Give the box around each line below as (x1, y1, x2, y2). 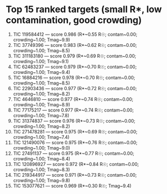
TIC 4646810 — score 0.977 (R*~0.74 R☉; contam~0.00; (13, 96, 134, 102)
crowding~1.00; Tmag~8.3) (13, 167, 70, 173)
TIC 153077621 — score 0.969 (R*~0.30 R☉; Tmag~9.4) (13, 182, 132, 189)
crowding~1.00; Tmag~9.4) (13, 69, 71, 75)
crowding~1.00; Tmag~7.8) (13, 112, 70, 118)
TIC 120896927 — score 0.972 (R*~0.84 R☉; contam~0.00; (13, 161, 139, 167)
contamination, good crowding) (6, 14, 142, 26)
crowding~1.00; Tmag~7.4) (13, 134, 70, 140)
